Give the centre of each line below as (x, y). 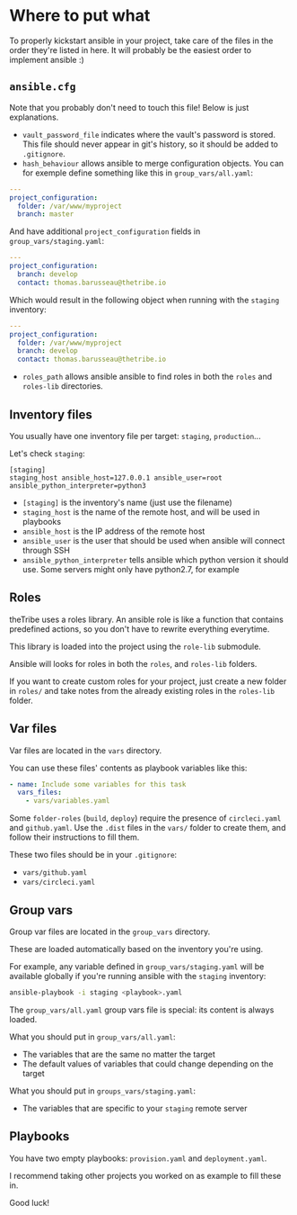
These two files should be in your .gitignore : (93, 855)
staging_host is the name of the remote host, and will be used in (141, 512)
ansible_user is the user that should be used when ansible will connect (153, 540)
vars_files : (40, 793)
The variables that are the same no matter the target (118, 1054)
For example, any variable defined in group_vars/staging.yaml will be (137, 967)
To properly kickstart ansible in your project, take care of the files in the (141, 40)
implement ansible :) (47, 59)
